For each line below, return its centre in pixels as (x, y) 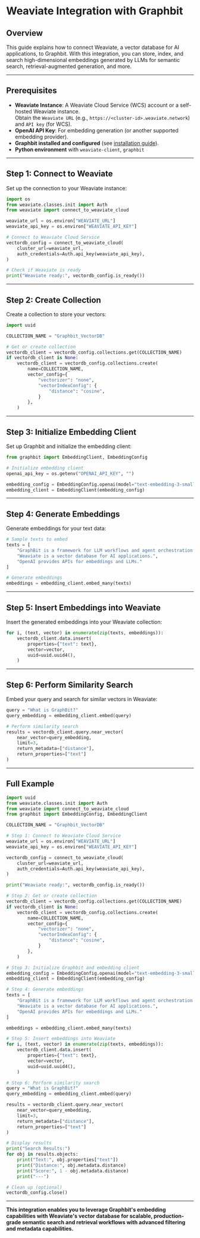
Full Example (30, 784)
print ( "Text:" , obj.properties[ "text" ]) (68, 1160)
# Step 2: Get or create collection (51, 896)
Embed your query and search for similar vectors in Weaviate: (82, 699)
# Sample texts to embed (37, 539)
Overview (25, 33)
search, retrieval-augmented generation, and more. (69, 66)
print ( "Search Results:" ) (38, 1149)
